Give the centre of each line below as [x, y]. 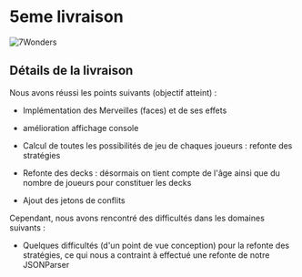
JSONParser [46, 264]
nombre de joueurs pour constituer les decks [107, 182]
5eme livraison [67, 17]
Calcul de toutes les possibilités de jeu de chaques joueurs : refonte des [157, 145]
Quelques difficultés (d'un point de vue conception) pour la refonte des [156, 245]
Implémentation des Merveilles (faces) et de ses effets [125, 110]
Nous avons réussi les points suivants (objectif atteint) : [113, 92]
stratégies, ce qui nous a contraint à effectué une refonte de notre [146, 255]
